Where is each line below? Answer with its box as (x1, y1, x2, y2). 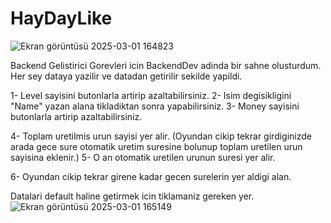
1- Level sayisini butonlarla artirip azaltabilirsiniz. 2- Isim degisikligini (10, 89, 292, 101)
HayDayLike (10, 7, 113, 30)
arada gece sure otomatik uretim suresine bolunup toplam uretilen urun (10, 140, 303, 152)
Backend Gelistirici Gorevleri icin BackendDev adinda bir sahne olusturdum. (10, 59, 322, 71)
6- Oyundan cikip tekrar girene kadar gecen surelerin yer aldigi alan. (10, 170, 292, 182)
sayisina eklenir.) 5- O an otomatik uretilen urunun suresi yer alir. (10, 151, 276, 163)
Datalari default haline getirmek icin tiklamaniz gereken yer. (10, 190, 255, 202)
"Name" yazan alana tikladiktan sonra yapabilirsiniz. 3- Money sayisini (10, 100, 300, 112)
